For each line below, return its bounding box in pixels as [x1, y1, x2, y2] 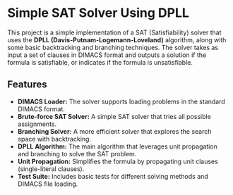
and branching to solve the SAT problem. [17, 149, 137, 158]
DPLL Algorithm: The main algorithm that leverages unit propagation [17, 142, 217, 151]
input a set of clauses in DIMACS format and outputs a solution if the [7, 51, 207, 59]
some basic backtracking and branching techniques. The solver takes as [7, 43, 219, 51]
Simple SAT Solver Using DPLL [7, 5, 189, 21]
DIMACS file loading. [17, 180, 78, 188]
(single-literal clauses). [17, 164, 85, 173]
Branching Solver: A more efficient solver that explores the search [17, 127, 212, 135]
